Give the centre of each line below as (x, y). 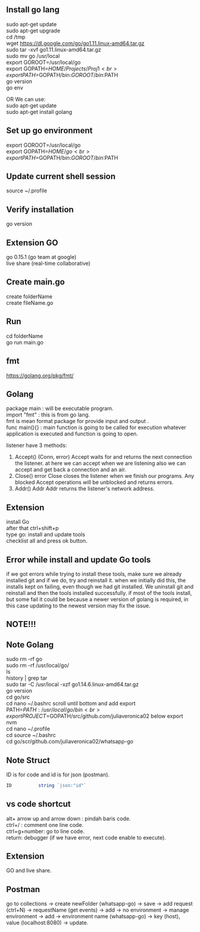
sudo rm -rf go (24, 659)
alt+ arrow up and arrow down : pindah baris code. (69, 818)
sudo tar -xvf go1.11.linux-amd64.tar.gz (54, 50)
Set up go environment (50, 131)
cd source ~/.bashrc (31, 735)
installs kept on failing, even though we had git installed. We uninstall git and (100, 587)
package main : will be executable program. (60, 409)
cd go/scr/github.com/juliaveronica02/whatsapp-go (70, 742)
